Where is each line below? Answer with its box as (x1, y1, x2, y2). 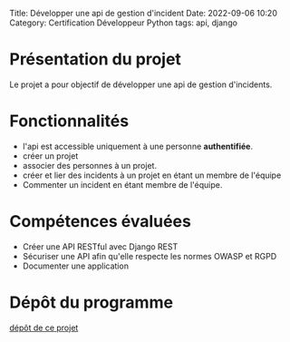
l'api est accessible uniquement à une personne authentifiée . (22, 141, 254, 151)
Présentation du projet (9, 49, 181, 70)
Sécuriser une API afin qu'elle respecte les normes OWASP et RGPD (22, 250, 277, 261)
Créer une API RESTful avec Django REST (22, 240, 179, 252)
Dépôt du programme (9, 292, 174, 312)
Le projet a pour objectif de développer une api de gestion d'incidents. (9, 79, 273, 90)
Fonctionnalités (9, 111, 130, 132)
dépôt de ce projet (9, 322, 79, 333)
